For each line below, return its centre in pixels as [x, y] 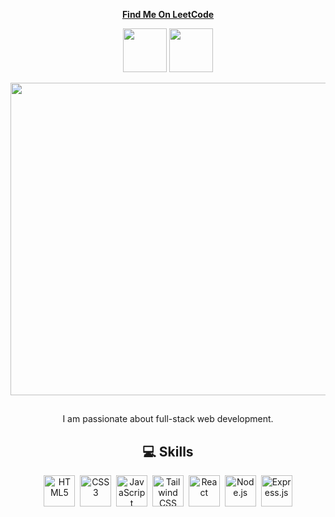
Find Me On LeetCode [168, 14]
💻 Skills [168, 451]
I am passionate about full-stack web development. [168, 419]
